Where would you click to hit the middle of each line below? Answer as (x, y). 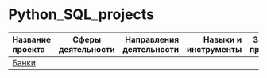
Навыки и (222, 39)
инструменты (214, 49)
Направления (152, 39)
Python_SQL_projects (81, 15)
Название (32, 39)
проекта (29, 49)
